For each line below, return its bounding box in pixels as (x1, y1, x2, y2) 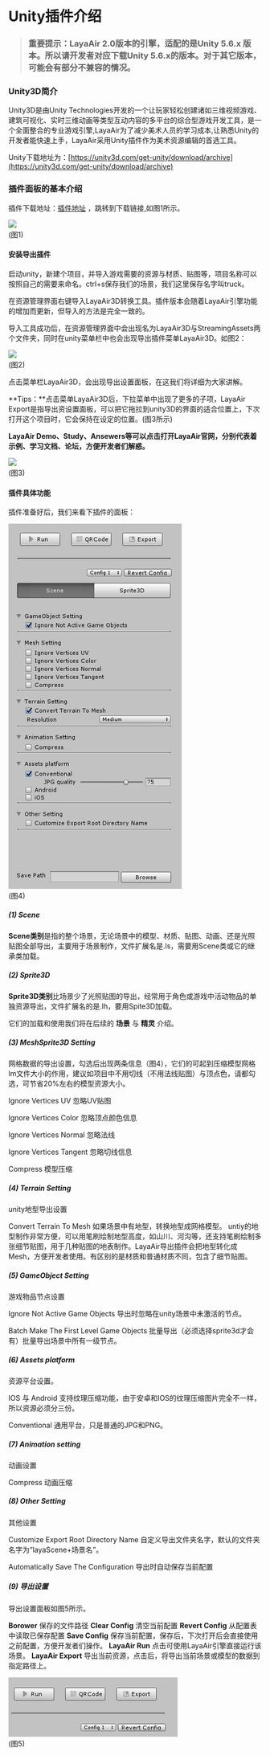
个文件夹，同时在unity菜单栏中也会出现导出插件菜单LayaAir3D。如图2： (8, 333, 247, 342)
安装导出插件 (8, 250, 51, 260)
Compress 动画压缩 (8, 1477, 73, 1487)
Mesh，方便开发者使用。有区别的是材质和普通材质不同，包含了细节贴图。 (8, 1251, 252, 1261)
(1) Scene (8, 910, 40, 919)
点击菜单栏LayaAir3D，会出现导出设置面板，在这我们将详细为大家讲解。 (8, 377, 247, 387)
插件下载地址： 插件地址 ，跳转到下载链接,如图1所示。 (8, 203, 185, 213)
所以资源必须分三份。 (8, 1403, 79, 1413)
